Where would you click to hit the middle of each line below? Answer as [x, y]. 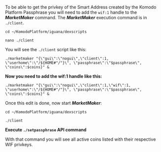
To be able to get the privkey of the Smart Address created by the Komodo [81, 7]
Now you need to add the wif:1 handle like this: [54, 76]
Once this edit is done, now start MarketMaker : [53, 103]
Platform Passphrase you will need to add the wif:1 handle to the [71, 12]
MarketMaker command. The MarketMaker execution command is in [76, 17]
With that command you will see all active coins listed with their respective [80, 139]
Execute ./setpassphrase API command [46, 130]
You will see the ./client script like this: [46, 49]
